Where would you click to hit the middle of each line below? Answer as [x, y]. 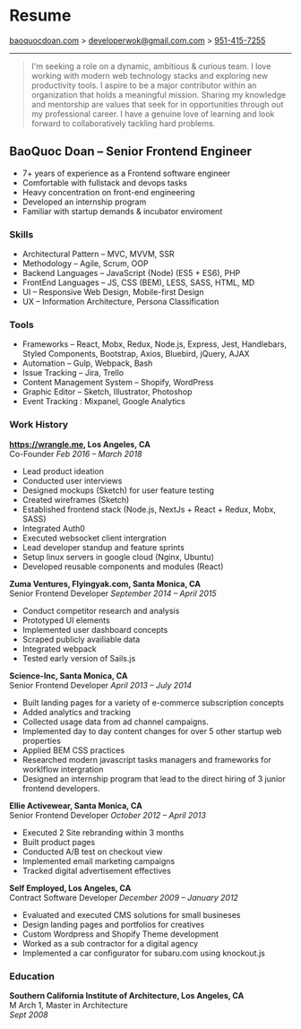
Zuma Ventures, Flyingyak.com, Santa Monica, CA [105, 584]
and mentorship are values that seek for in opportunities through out [157, 104]
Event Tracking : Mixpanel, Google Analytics [104, 402]
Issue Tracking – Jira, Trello [73, 373]
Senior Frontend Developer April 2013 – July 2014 [101, 685]
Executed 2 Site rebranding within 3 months [103, 832]
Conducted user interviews [72, 480]
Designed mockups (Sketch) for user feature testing [118, 490]
